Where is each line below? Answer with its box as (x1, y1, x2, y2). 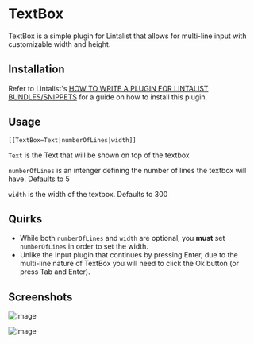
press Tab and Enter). (19, 267, 91, 276)
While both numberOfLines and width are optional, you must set (19, 234, 225, 243)
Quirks (8, 212, 42, 226)
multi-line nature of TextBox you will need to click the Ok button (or (19, 259, 240, 269)
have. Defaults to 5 (8, 174, 70, 184)
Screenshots (8, 290, 73, 303)
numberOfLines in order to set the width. (19, 242, 149, 251)
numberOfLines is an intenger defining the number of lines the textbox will (8, 165, 247, 175)
